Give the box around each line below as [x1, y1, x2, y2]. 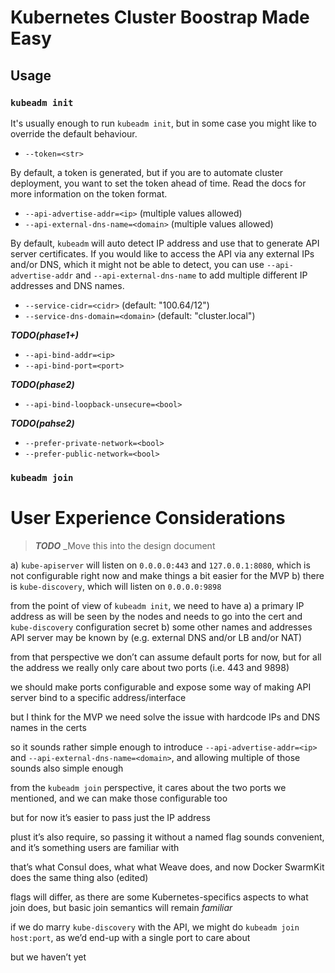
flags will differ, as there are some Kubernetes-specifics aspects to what [10, 891, 309, 903]
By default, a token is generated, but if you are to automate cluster [10, 166, 283, 178]
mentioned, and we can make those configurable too [10, 792, 228, 804]
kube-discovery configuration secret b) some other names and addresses [10, 621, 313, 633]
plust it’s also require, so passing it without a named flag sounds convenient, [10, 831, 325, 843]
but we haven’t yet [10, 951, 87, 963]
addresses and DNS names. [10, 279, 125, 291]
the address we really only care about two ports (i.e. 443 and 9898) [10, 661, 290, 673]
